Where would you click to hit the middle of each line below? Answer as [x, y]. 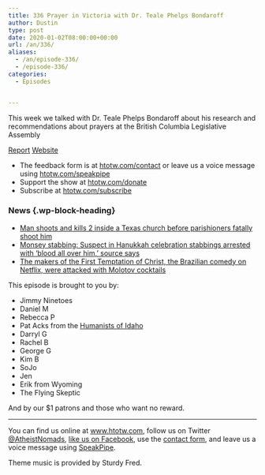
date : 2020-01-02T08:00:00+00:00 [63, 37]
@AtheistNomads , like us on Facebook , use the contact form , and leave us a [132, 439]
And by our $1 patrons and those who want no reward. [97, 408]
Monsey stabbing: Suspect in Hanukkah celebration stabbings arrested [135, 245]
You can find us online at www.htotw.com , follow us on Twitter [109, 430]
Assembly [24, 134]
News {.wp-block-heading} [62, 211]
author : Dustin [33, 23]
